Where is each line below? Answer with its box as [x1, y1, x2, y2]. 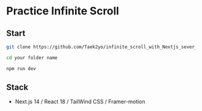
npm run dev [6, 65, 36, 71]
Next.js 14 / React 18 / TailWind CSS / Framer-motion [14, 98, 145, 106]
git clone [6, 44, 31, 50]
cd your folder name [6, 55, 58, 61]
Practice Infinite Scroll [6, 4, 119, 18]
